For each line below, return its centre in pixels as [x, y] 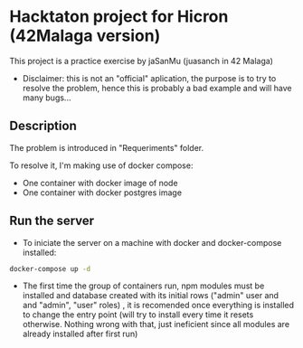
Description [43, 126]
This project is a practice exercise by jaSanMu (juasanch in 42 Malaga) [142, 61]
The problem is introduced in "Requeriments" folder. [107, 147]
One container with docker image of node [100, 183]
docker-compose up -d [50, 268]
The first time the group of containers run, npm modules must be [143, 286]
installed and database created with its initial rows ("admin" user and [150, 296]
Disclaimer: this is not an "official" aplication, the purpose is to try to [149, 78]
